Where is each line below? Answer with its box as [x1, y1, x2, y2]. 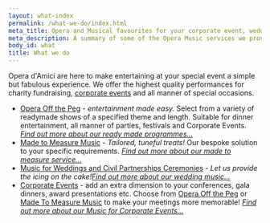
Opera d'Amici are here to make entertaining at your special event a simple [8, 71, 256, 80]
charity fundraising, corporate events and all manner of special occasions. [8, 88, 255, 97]
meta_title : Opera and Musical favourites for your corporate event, [8, 26, 247, 34]
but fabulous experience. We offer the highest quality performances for [8, 79, 245, 89]
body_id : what [8, 42, 56, 50]
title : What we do [8, 49, 70, 57]
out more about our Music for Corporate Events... [19, 206, 184, 215]
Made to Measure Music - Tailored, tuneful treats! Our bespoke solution [19, 138, 258, 147]
